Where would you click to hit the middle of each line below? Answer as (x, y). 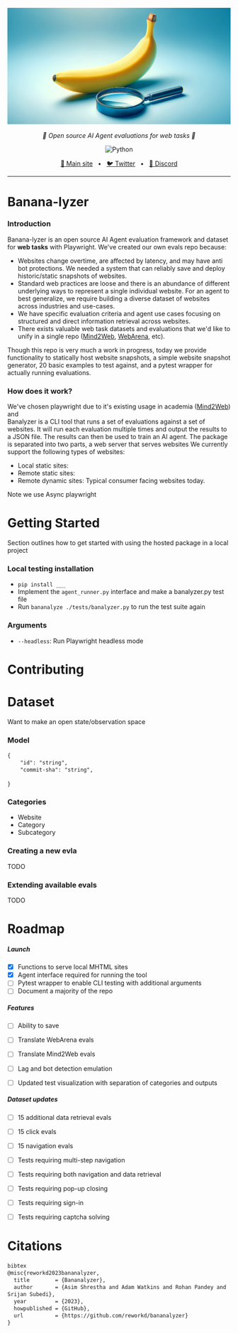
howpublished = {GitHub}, (52, 1309)
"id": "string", (44, 763)
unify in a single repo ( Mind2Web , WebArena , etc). (91, 336)
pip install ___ (41, 585)
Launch (19, 949)
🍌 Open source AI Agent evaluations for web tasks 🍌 (119, 136)
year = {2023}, (49, 1302)
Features (21, 1008)
